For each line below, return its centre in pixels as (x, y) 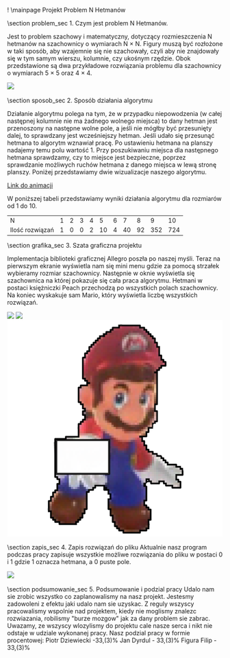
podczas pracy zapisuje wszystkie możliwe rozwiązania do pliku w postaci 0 (115, 554)
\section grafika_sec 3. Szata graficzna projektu (75, 245)
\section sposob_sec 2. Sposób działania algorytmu (80, 100)
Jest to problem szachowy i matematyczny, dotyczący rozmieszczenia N (110, 36)
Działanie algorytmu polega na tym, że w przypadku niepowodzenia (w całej (115, 114)
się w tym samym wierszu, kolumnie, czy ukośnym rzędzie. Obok (99, 58)
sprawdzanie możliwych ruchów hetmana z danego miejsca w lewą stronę (112, 165)
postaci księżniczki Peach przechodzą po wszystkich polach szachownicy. (113, 287)
